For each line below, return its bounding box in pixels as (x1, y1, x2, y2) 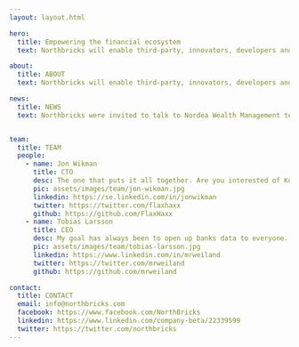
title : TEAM (17, 143, 62, 152)
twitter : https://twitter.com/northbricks (17, 324, 177, 334)
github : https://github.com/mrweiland (32, 267, 177, 276)
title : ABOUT (17, 70, 66, 79)
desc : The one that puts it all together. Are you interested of (32, 176, 280, 185)
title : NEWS (17, 102, 62, 111)
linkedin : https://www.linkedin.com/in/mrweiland (32, 250, 221, 259)
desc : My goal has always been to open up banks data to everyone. (32, 234, 289, 243)
